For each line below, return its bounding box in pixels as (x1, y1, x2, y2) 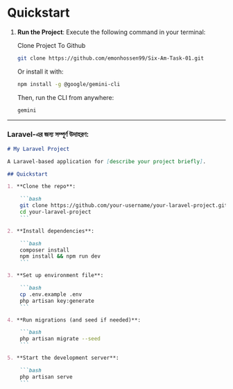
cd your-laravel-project (19, 208, 92, 216)
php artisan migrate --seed (19, 336, 101, 342)
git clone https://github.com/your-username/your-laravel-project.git (19, 202, 228, 209)
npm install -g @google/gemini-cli (17, 81, 121, 88)
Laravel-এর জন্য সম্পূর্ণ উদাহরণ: (7, 130, 89, 140)
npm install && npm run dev (19, 253, 101, 260)
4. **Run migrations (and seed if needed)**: (7, 316, 141, 324)
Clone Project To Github (17, 41, 86, 49)
